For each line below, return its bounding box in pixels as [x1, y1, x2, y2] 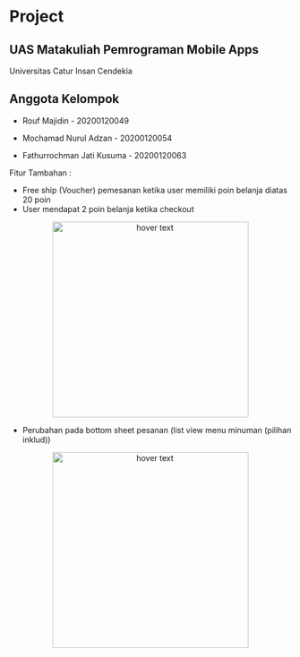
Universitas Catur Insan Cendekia [9, 65, 133, 76]
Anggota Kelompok [9, 91, 119, 107]
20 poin [21, 194, 51, 205]
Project [9, 6, 64, 27]
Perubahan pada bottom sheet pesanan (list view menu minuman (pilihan [21, 424, 292, 435]
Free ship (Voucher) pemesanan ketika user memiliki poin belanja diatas [21, 184, 288, 195]
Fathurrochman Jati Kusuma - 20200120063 [21, 149, 187, 160]
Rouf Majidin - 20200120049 [21, 115, 130, 126]
